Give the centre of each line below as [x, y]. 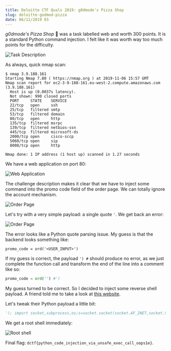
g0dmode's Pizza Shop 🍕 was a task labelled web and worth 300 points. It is [85, 34]
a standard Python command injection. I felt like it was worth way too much [84, 39]
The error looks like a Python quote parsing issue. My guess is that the [79, 234]
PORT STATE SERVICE [38, 101]
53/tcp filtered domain [37, 114]
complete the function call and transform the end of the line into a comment [84, 264]
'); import [17, 313]
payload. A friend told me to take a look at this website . [63, 294]
